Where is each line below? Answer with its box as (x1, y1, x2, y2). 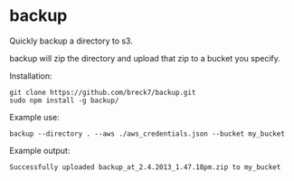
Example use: (9, 111, 61, 122)
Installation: (9, 70, 52, 81)
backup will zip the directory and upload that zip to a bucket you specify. (9, 52, 280, 63)
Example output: (9, 145, 71, 156)
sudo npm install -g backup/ (9, 96, 119, 105)
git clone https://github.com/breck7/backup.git (9, 88, 196, 97)
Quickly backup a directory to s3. (9, 35, 133, 46)
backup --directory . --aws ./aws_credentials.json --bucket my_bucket (9, 129, 285, 138)
